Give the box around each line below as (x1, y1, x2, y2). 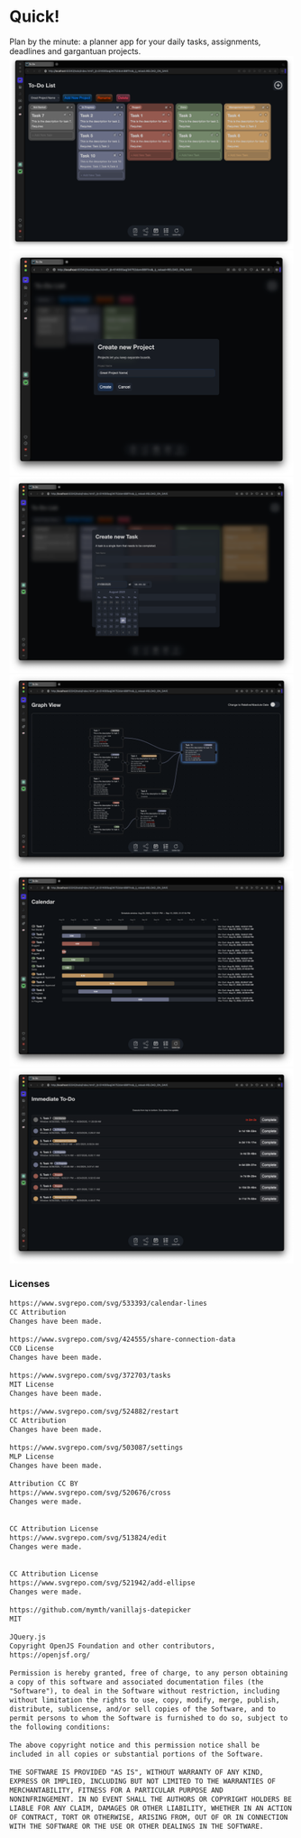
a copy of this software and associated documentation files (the (9, 1677, 264, 1687)
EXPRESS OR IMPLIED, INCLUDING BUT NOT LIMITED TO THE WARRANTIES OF (9, 1777, 277, 1787)
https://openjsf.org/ (9, 1650, 91, 1660)
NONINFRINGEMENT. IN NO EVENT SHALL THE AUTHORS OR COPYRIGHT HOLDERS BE (9, 1795, 293, 1805)
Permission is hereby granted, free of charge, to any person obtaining (9, 1668, 288, 1678)
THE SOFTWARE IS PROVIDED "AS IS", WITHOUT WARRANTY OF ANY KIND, (9, 1768, 264, 1778)
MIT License (9, 1380, 54, 1390)
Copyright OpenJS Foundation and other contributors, (9, 1641, 216, 1651)
